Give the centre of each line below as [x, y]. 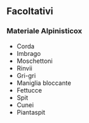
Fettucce [29, 90]
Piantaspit [31, 112]
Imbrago [29, 53]
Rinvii [24, 68]
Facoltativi [30, 11]
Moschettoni [34, 61]
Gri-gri [26, 75]
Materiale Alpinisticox [44, 31]
